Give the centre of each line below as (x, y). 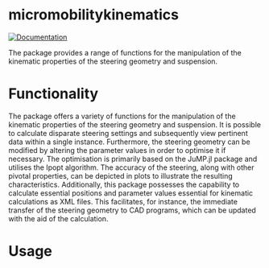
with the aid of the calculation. (58, 218)
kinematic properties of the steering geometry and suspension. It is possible (135, 124)
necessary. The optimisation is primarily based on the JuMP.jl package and (133, 159)
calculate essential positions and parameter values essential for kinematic (131, 193)
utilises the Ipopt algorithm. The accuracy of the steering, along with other (132, 167)
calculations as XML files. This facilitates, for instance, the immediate (123, 201)
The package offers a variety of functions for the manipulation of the (122, 116)
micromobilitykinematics (94, 15)
